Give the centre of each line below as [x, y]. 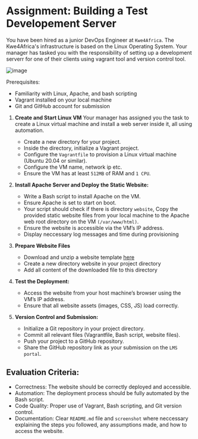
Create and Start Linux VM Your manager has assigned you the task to [102, 118]
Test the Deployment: [42, 281]
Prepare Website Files [42, 245]
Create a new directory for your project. [72, 141]
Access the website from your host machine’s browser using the [102, 293]
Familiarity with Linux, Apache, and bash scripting [76, 93]
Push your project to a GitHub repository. [74, 341]
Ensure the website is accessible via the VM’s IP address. [94, 228]
